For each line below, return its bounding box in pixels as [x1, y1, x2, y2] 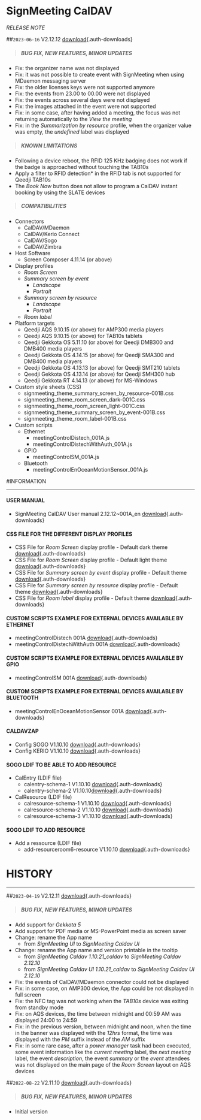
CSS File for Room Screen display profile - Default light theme [14, 556, 167, 564]
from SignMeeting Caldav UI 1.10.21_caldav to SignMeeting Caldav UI [23, 966, 195, 973]
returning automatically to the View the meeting [14, 115, 132, 122]
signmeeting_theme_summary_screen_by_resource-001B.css [23, 390, 174, 397]
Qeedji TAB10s [14, 176, 51, 183]
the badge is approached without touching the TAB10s [14, 163, 149, 170]
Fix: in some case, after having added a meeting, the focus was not [14, 109, 181, 116]
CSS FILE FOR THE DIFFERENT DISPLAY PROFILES [6, 530, 133, 538]
